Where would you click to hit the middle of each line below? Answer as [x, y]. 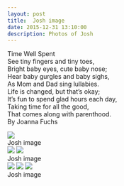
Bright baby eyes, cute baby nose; [57, 69]
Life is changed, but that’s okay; [54, 92]
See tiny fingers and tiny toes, [51, 62]
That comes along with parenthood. [60, 114]
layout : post [27, 14]
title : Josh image [36, 21]
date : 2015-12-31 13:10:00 [47, 27]
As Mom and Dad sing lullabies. [53, 84]
